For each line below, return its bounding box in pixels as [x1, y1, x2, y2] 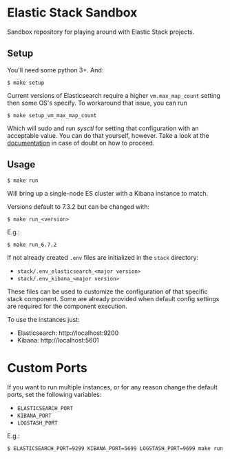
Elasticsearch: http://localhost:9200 [17, 329, 119, 337]
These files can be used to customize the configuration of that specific [7, 287, 208, 296]
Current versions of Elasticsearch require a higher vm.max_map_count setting [7, 91, 220, 99]
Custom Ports [7, 360, 87, 376]
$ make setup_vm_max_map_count [7, 112, 97, 119]
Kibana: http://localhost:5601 [17, 336, 99, 344]
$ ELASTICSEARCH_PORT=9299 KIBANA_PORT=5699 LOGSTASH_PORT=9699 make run [7, 445, 224, 452]
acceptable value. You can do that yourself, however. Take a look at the [7, 131, 209, 139]
